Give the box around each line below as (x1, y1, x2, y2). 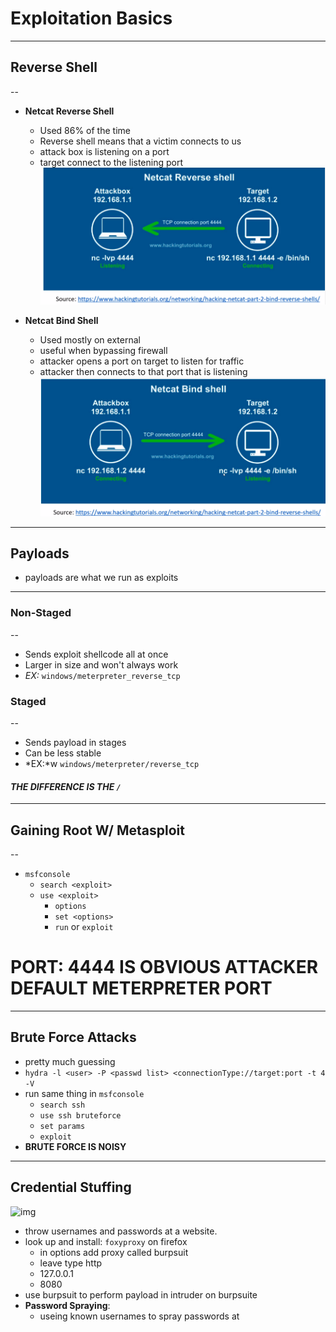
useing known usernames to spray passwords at (39, 1310, 240, 1322)
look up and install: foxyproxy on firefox (24, 1235, 188, 1247)
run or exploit (54, 921, 114, 933)
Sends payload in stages (24, 737, 127, 748)
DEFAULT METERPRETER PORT (10, 977, 273, 1000)
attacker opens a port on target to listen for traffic (39, 355, 245, 367)
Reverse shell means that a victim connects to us (39, 135, 242, 147)
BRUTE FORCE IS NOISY (24, 1140, 127, 1152)
